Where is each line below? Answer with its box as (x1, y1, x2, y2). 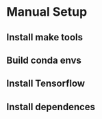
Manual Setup (6, 4, 88, 20)
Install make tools (6, 31, 84, 43)
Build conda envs (6, 54, 81, 66)
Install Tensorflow (6, 78, 86, 90)
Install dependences (6, 101, 96, 113)
